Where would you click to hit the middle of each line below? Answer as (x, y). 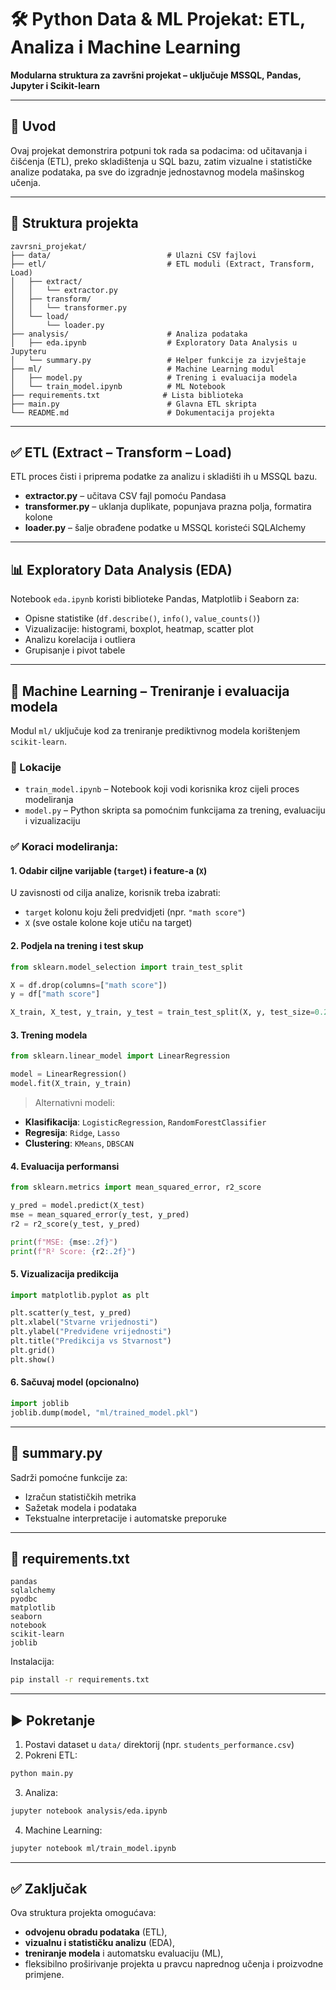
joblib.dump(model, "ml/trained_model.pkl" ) (104, 1412)
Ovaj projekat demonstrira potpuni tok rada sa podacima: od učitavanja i (159, 150)
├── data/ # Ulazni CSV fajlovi (133, 255)
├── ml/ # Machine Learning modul (142, 369)
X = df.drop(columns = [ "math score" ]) (89, 985)
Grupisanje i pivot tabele (75, 650)
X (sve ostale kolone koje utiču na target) (108, 923)
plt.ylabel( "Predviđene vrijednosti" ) (91, 1332)
